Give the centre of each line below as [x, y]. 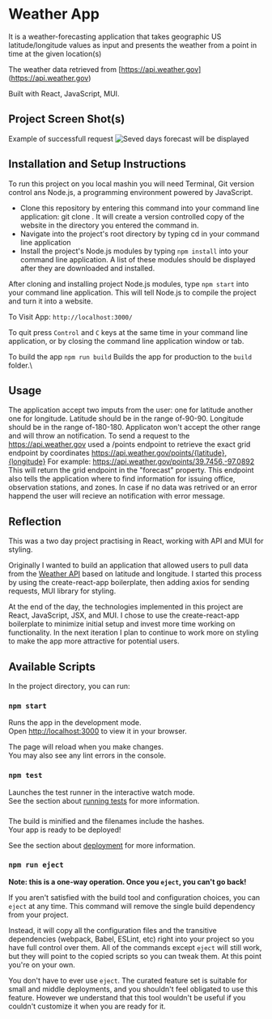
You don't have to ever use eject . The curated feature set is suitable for [128, 980]
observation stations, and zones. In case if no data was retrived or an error [133, 487]
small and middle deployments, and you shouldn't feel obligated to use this [133, 989]
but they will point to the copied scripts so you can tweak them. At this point [135, 956]
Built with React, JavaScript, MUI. [64, 93]
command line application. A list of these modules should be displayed [138, 259]
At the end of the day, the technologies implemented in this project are [126, 607]
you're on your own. [42, 965]
